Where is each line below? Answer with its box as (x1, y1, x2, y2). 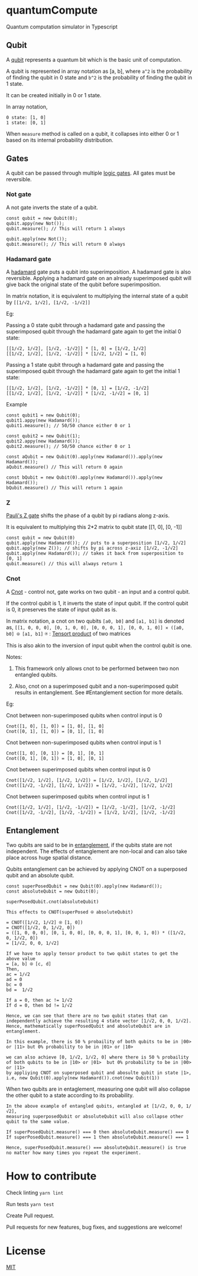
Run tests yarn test (6, 1200, 54, 1207)
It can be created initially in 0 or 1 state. (6, 91, 102, 98)
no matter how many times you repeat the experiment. (6, 1150, 142, 1156)
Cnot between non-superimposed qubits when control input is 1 (6, 739, 161, 746)
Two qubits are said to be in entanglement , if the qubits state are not (6, 841, 173, 848)
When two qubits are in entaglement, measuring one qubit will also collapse (6, 1085, 190, 1092)
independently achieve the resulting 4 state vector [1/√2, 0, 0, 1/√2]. (6, 1018, 192, 1024)
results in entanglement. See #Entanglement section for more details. (14, 688, 183, 696)
